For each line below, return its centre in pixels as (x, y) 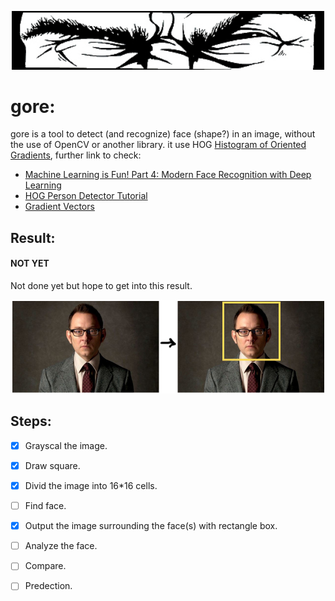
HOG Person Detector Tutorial (86, 196)
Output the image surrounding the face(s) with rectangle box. (151, 526)
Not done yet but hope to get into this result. (101, 286)
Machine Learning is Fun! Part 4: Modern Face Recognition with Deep (168, 175)
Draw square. (52, 465)
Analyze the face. (61, 546)
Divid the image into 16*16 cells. (91, 485)
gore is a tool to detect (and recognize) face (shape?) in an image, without (163, 134)
